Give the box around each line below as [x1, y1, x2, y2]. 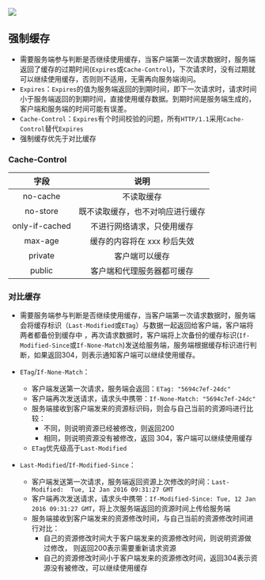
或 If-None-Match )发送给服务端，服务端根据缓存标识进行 [70, 341, 251, 350]
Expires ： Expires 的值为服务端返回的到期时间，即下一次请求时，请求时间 [19, 84, 257, 93]
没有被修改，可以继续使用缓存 [50, 563, 148, 573]
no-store [25, 206, 59, 217]
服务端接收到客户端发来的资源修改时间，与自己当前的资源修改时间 [31, 513, 247, 523]
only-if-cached [12, 220, 71, 231]
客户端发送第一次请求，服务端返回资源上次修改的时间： [31, 477, 212, 487]
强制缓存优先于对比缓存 [19, 133, 97, 143]
